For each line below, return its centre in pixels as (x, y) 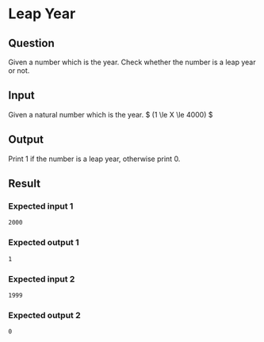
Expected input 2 (42, 279)
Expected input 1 (41, 206)
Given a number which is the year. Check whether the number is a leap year (132, 62)
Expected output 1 (44, 243)
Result (25, 184)
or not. (19, 71)
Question (31, 43)
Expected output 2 (44, 315)
